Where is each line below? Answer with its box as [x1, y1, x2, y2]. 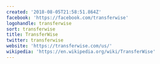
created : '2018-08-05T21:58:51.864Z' [6, 9, 102, 15]
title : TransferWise [6, 32, 59, 38]
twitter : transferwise [6, 37, 64, 43]
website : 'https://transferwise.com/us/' [6, 43, 113, 49]
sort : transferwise [6, 26, 56, 32]
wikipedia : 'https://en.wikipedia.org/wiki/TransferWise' [6, 49, 156, 55]
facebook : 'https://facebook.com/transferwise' [6, 15, 129, 21]
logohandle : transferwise [6, 20, 72, 26]
